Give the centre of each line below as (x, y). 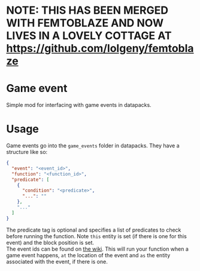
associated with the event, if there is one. (57, 261)
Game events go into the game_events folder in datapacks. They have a (93, 146)
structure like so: (27, 152)
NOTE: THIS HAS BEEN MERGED (87, 10)
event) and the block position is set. (50, 242)
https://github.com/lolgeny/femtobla (100, 49)
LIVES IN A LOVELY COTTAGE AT (89, 36)
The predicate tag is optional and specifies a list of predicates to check (94, 230)
